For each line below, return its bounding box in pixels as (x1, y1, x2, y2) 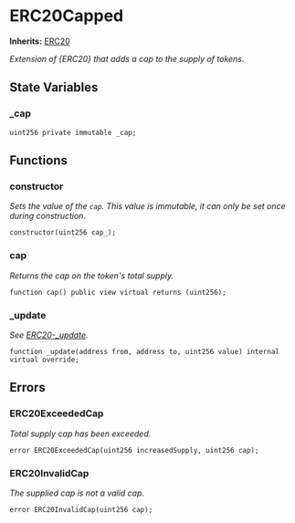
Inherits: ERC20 (9, 36, 70, 47)
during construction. (9, 211, 87, 222)
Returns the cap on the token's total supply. (9, 270, 174, 281)
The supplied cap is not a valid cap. (9, 487, 144, 498)
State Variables (9, 79, 99, 96)
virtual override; (9, 355, 79, 364)
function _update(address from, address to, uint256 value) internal (9, 347, 280, 356)
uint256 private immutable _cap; (9, 128, 137, 137)
